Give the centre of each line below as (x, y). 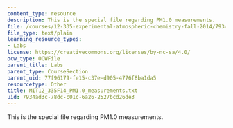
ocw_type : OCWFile (34, 59)
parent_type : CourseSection (48, 71)
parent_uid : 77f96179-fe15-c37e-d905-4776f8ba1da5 (82, 78)
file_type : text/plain (40, 33)
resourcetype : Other (37, 84)
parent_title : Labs (35, 65)
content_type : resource (42, 13)
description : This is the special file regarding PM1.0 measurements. (111, 20)
